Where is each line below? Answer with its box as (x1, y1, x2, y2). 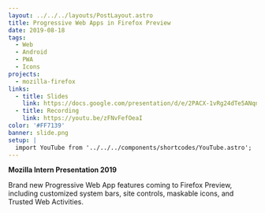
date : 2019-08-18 (8, 26, 65, 34)
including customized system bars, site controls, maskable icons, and (8, 189, 234, 198)
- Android (15, 48, 47, 56)
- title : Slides (15, 92, 69, 100)
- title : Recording (15, 107, 80, 115)
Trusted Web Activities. (8, 197, 84, 207)
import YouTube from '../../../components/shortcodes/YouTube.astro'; (15, 144, 252, 151)
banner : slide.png (8, 129, 69, 136)
